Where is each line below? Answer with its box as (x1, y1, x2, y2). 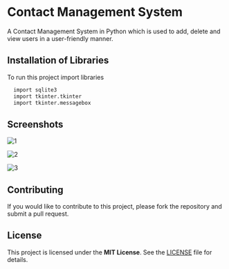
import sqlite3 (13, 86, 57, 94)
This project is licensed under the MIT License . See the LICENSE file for (7, 248, 212, 257)
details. (7, 255, 28, 263)
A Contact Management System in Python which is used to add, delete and (7, 27, 221, 35)
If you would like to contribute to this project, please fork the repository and (7, 202, 223, 210)
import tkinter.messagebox (13, 99, 91, 106)
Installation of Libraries (7, 55, 109, 67)
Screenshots (7, 119, 64, 130)
